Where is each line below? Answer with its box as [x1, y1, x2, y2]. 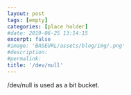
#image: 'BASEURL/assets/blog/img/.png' [7, 42, 126, 49]
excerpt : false [7, 36, 51, 43]
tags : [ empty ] [7, 17, 49, 24]
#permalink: [7, 55, 42, 62]
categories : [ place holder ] [7, 23, 89, 30]
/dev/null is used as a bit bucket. [7, 80, 100, 89]
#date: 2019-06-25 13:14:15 [7, 29, 89, 37]
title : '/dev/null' [7, 62, 64, 69]
